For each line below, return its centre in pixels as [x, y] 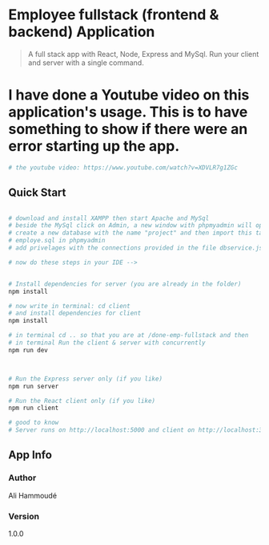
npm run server [34, 386]
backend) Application [82, 32]
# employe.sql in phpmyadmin [57, 241]
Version [24, 516]
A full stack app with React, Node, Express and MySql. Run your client [143, 54]
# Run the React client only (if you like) [82, 401]
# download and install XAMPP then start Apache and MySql [109, 218]
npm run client [34, 408]
